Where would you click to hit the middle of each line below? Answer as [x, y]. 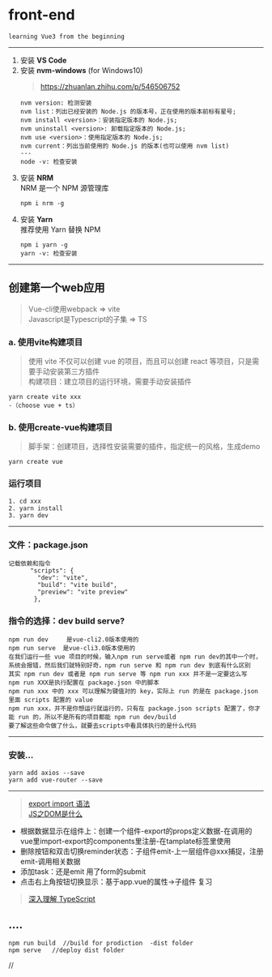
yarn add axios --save [47, 773]
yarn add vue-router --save [56, 780]
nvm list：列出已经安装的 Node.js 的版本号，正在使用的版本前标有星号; [128, 111]
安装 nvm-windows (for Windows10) [81, 70]
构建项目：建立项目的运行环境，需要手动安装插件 [110, 382]
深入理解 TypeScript [62, 898]
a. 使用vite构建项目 [46, 342]
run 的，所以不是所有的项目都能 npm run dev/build [97, 718]
